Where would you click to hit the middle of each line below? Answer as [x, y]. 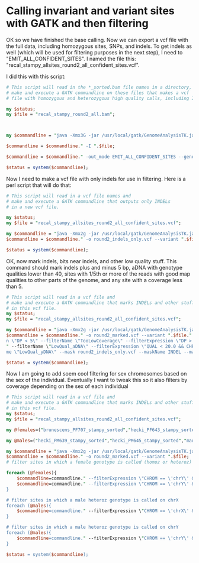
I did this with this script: [36, 76]
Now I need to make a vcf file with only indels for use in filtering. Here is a [96, 179]
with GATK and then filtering [78, 23]
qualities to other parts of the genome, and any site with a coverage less [94, 280]
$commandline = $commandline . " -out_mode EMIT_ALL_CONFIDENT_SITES [91, 157]
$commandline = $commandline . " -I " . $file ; [61, 146]
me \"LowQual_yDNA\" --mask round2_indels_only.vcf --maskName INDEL [94, 352]
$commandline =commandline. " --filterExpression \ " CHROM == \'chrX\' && [107, 511]
